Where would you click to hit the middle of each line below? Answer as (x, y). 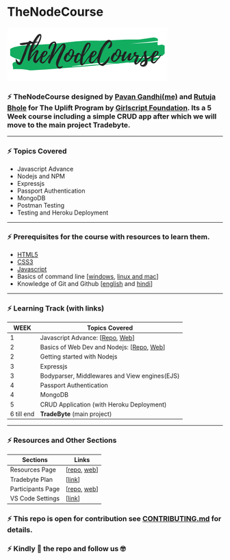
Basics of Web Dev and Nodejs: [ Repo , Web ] (103, 348)
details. (20, 530)
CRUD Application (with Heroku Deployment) (103, 404)
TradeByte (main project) (76, 414)
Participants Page (35, 489)
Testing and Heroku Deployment (63, 212)
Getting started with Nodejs (79, 356)
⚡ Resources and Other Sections (62, 441)
